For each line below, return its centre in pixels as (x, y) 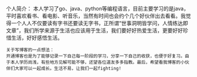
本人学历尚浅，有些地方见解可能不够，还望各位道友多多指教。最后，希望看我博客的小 (98, 62)
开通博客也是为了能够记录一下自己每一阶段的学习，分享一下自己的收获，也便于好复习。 (96, 56)
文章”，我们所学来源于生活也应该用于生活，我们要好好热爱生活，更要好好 (95, 30)
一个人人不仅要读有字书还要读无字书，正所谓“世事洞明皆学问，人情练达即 (100, 23)
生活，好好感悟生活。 (37, 38)
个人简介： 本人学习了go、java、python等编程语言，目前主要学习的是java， (98, 8)
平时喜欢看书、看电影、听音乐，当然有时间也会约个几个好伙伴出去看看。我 (96, 16)
